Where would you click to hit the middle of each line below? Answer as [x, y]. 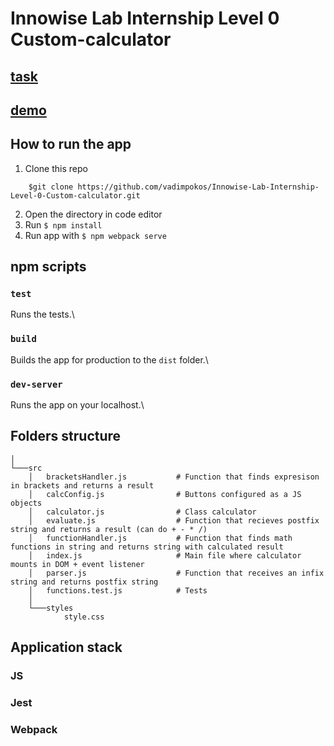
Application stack [66, 647]
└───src [26, 468]
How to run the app [71, 144]
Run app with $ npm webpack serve [95, 235]
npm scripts [48, 267]
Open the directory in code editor [93, 214]
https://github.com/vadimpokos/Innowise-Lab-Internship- [198, 187]
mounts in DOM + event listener [77, 564]
